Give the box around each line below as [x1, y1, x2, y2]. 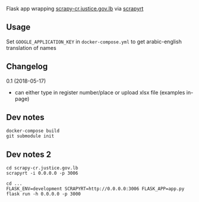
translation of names [6, 44, 56, 51]
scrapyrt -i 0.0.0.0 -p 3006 [6, 171, 78, 176]
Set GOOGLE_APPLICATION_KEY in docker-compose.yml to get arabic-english [6, 38, 182, 45]
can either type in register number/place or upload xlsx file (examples [14, 89, 185, 96]
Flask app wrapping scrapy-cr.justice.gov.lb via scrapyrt [6, 5, 144, 12]
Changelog [6, 62, 48, 72]
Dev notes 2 [6, 149, 52, 159]
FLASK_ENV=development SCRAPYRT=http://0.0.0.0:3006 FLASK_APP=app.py [6, 186, 185, 192]
